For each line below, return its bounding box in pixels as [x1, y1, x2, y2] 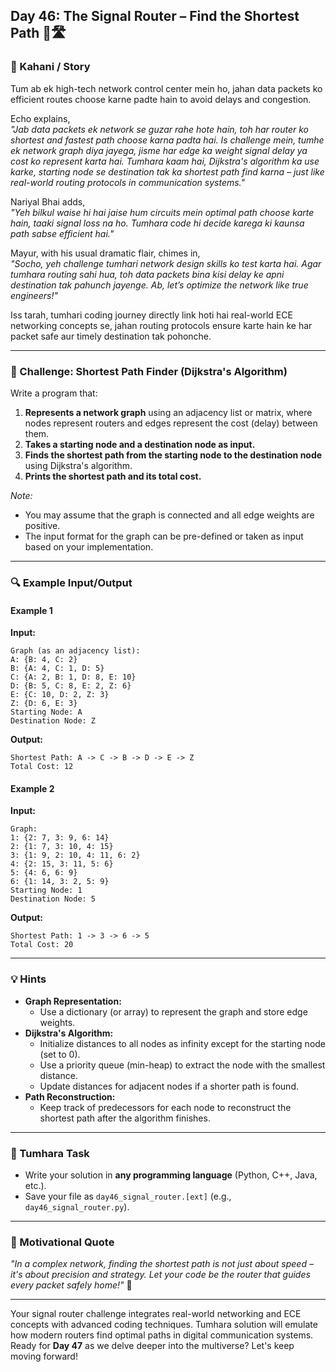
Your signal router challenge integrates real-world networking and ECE [10, 1308, 302, 1320]
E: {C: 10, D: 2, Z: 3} [10, 690, 110, 700]
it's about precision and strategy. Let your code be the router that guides [10, 1269, 311, 1281]
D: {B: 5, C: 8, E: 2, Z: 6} [10, 681, 132, 691]
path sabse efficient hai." [10, 227, 115, 239]
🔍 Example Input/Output [10, 575, 133, 589]
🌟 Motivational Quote [10, 1235, 115, 1249]
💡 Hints [10, 972, 47, 986]
